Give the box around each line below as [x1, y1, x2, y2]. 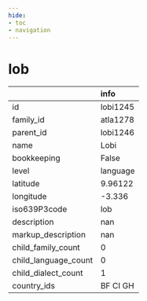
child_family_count [12, 242, 80, 253]
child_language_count [12, 255, 93, 266]
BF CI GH [100, 281, 135, 292]
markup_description [12, 229, 86, 240]
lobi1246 [100, 127, 135, 138]
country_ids [12, 281, 55, 292]
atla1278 [100, 115, 135, 126]
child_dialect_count [12, 268, 83, 279]
